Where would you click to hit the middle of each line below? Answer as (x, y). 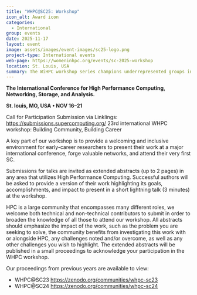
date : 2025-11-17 (27, 39)
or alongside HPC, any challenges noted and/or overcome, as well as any (94, 239)
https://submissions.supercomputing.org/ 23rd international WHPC (87, 123)
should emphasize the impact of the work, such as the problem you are (92, 226)
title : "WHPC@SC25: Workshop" (43, 11)
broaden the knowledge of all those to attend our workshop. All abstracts (94, 220)
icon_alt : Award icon (33, 17)
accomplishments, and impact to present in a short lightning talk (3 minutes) (98, 190)
